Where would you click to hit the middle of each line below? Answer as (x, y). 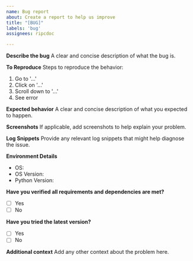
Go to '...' (26, 79)
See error (26, 98)
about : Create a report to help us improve (61, 17)
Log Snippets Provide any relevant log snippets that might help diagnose (95, 139)
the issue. (18, 145)
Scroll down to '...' (37, 91)
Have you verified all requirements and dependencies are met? (85, 192)
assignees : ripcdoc (30, 34)
